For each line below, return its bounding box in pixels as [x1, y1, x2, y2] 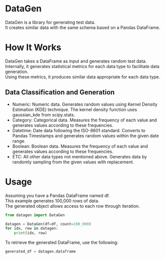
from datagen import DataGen [5, 213, 65, 218]
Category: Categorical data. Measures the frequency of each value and [12, 117, 157, 123]
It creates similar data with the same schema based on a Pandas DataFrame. [5, 24, 161, 30]
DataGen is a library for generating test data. [5, 19, 96, 25]
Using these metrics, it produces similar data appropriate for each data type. [5, 74, 161, 79]
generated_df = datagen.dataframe [5, 249, 76, 254]
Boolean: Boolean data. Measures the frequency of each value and [12, 143, 148, 149]
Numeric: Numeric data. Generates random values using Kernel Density [12, 101, 158, 107]
